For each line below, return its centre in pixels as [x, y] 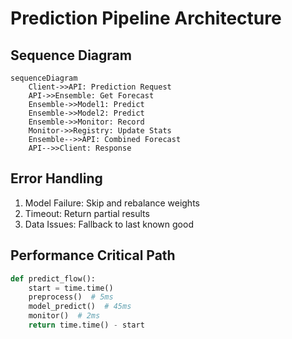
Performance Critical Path [93, 255]
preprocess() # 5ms [71, 297]
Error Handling [56, 178]
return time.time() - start [86, 325]
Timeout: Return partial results [87, 213]
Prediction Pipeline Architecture [146, 18]
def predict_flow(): [53, 278]
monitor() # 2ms [64, 316]
